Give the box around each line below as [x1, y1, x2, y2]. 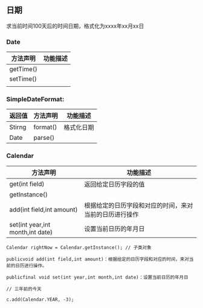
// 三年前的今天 [6, 286, 42, 292]
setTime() [9, 75, 37, 83]
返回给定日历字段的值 [84, 180, 145, 188]
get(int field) [9, 180, 45, 188]
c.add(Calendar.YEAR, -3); [6, 297, 74, 303]
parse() [33, 134, 55, 142]
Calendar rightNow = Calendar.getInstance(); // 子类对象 [6, 244, 152, 251]
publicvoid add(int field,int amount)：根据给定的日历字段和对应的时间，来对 [6, 256, 189, 262]
